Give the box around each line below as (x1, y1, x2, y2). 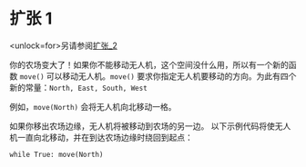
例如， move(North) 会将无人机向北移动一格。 (9, 101, 177, 112)
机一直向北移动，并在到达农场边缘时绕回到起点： (9, 132, 193, 142)
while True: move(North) (9, 150, 104, 159)
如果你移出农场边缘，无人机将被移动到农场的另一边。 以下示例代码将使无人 (9, 120, 291, 132)
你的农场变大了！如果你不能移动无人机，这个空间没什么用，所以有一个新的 (9, 59, 289, 70)
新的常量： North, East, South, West (9, 82, 148, 93)
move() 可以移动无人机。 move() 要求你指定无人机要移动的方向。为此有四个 (19, 70, 297, 82)
